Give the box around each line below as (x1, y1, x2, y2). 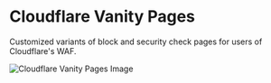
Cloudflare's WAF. (9, 45, 77, 56)
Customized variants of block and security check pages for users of (9, 36, 263, 47)
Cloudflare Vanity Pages (9, 6, 196, 27)
